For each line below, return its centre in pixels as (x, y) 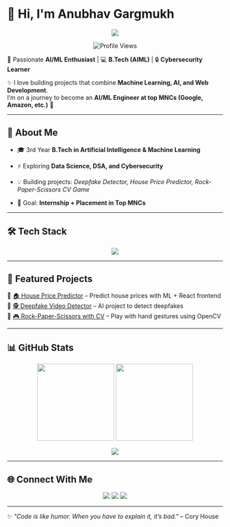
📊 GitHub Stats (40, 347)
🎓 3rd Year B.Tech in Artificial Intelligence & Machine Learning (108, 149)
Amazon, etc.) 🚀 (30, 105)
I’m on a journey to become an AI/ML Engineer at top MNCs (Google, (105, 97)
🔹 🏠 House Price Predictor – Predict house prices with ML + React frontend (114, 296)
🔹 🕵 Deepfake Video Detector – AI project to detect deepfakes (95, 306)
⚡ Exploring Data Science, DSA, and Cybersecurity (90, 166)
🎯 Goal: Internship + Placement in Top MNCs (81, 203)
